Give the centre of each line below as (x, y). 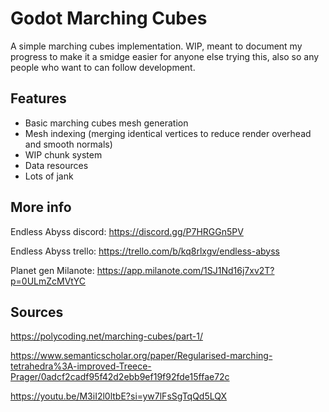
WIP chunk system (63, 154)
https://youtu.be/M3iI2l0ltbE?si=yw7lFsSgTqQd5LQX (119, 396)
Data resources (56, 165)
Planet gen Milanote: (52, 270)
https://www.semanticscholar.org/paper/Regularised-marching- (141, 356)
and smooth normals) (68, 144)
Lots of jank (49, 176)
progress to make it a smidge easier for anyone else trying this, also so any (165, 56)
